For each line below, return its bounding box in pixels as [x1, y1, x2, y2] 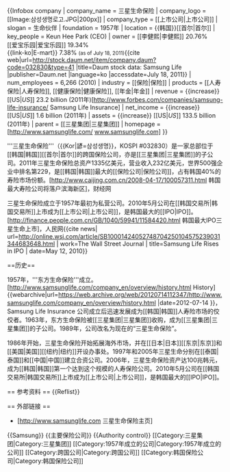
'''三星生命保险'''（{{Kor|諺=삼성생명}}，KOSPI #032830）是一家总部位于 [7, 142, 214, 150]
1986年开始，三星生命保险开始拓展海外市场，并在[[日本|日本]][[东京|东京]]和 [7, 339, 222, 347]
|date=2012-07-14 [157, 299, 209, 306]
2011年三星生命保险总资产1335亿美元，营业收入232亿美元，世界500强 [18, 159, 217, 167]
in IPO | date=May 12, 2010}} [7, 247, 88, 255]
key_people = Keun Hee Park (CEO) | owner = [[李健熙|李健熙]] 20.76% [7, 32, 207, 40]
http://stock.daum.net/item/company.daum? [32, 56, 157, 64]
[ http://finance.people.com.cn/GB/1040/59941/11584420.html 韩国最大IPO [7, 216, 217, 224]
